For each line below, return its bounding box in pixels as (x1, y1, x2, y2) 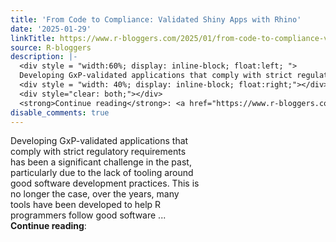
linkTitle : (10, 33, 56, 43)
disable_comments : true (10, 107, 110, 118)
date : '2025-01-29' (10, 24, 92, 34)
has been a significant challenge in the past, (10, 156, 192, 168)
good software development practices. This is (10, 177, 200, 190)
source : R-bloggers (10, 42, 92, 53)
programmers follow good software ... (10, 209, 167, 221)
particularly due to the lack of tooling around (10, 167, 194, 179)
